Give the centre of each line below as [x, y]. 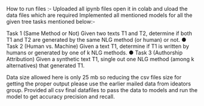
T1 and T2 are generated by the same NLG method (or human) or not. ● [97, 40]
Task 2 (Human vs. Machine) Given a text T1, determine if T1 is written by [98, 46]
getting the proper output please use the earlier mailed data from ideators [99, 84]
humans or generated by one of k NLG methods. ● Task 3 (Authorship [94, 53]
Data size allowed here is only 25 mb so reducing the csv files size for [94, 77]
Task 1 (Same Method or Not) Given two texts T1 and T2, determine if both [99, 33]
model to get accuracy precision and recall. [61, 97]
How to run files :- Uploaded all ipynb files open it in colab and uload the [97, 9]
